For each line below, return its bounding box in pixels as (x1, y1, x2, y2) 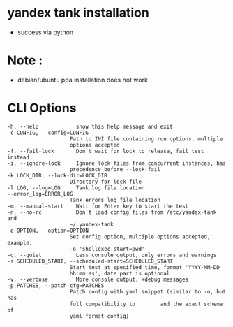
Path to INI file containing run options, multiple (69, 135, 223, 143)
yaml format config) (69, 312, 130, 319)
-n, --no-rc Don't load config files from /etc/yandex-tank (7, 208, 217, 216)
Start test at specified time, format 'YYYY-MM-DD (69, 263, 220, 270)
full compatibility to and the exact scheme (69, 300, 223, 307)
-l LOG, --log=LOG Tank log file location (7, 184, 145, 191)
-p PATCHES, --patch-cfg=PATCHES (7, 282, 105, 289)
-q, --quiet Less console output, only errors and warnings (7, 252, 217, 259)
